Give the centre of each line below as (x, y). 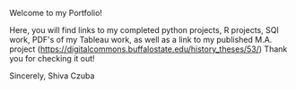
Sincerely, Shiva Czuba (52, 76)
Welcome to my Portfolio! (56, 13)
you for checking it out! (52, 58)
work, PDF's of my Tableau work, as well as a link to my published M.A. (141, 40)
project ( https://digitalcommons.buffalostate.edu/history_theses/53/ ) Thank (148, 49)
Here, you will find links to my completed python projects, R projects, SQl (144, 30)
